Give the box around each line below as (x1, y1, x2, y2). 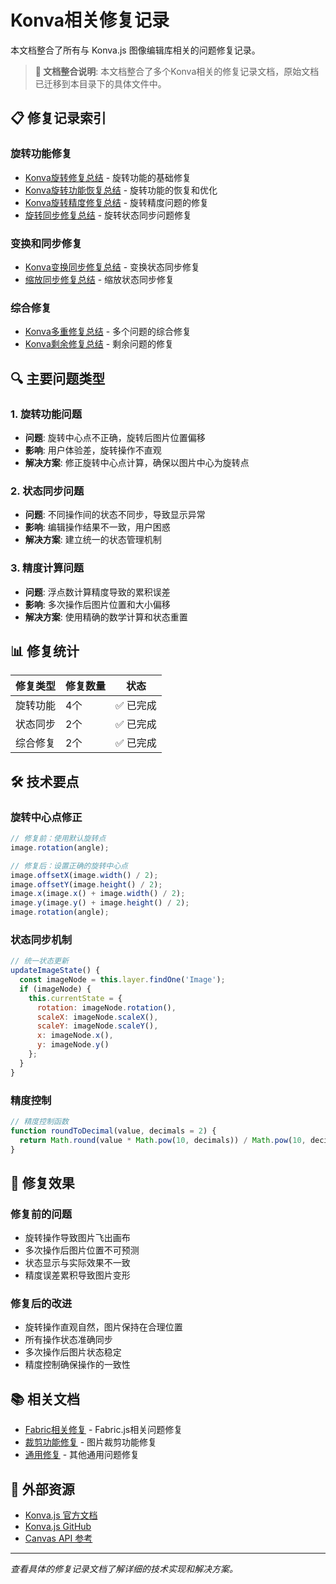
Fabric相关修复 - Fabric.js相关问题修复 (24, 1424, 183, 1436)
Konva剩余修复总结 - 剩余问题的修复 (24, 338, 175, 350)
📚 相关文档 (10, 1391, 81, 1408)
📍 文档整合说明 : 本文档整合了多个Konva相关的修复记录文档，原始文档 (34, 65, 320, 77)
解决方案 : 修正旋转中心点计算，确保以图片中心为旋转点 (24, 456, 250, 468)
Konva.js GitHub (24, 1521, 92, 1533)
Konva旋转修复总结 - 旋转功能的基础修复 (24, 171, 192, 183)
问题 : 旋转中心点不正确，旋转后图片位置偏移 (24, 431, 206, 443)
